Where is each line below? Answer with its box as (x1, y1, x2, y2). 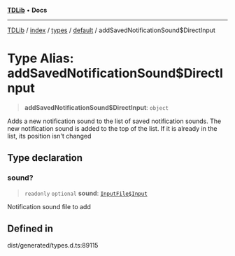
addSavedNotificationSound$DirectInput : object (24, 103, 169, 111)
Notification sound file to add (7, 202, 91, 211)
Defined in (7, 223, 54, 235)
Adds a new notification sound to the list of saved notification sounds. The (7, 117, 222, 125)
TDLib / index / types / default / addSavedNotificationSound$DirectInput (7, 26, 215, 34)
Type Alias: (7, 50, 75, 66)
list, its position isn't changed (7, 131, 92, 140)
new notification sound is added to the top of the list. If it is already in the (7, 124, 218, 132)
